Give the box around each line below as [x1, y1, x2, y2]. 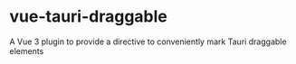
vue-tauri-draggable [9, 6, 167, 27]
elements [9, 45, 44, 56]
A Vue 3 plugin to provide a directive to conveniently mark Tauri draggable [9, 36, 287, 47]
